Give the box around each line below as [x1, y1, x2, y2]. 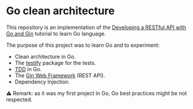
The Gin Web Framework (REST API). [14, 72, 105, 79]
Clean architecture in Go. [14, 53, 76, 60]
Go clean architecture [6, 4, 115, 18]
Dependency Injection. [14, 78, 70, 85]
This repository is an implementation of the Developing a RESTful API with [6, 24, 186, 31]
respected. [6, 96, 33, 103]
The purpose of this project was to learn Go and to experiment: [6, 41, 160, 49]
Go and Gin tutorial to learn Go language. [6, 30, 106, 37]
